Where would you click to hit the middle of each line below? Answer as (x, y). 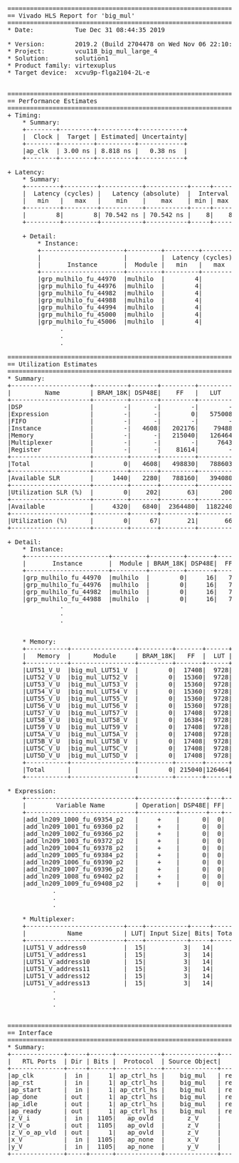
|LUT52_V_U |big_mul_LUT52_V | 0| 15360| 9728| (127, 677)
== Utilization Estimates (53, 364)
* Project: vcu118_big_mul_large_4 (83, 51)
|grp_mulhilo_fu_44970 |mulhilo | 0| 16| (120, 578)
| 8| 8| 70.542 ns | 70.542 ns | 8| (118, 215)
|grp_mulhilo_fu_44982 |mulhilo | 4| (120, 293)
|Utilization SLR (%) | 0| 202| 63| (103, 492)
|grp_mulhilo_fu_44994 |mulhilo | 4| (120, 307)
